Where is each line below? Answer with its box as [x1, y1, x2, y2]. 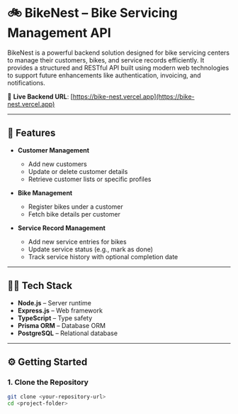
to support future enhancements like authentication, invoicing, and [7, 71, 201, 80]
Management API [7, 25, 111, 41]
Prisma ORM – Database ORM [17, 321, 106, 329]
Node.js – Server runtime [17, 298, 92, 307]
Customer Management [17, 146, 90, 154]
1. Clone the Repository [7, 377, 89, 387]
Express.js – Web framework [17, 306, 103, 315]
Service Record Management [17, 224, 106, 232]
